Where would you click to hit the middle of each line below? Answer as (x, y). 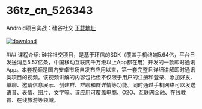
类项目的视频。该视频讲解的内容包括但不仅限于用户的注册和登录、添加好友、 (101, 77)
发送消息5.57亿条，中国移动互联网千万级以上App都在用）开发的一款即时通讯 (101, 62)
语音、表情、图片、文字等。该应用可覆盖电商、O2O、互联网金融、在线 (93, 92)
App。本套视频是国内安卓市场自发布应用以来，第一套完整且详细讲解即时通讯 (101, 69)
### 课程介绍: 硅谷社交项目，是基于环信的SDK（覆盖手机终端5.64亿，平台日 (101, 54)
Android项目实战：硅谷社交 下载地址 (51, 28)
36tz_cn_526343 (50, 11)
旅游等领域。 (43, 99)
